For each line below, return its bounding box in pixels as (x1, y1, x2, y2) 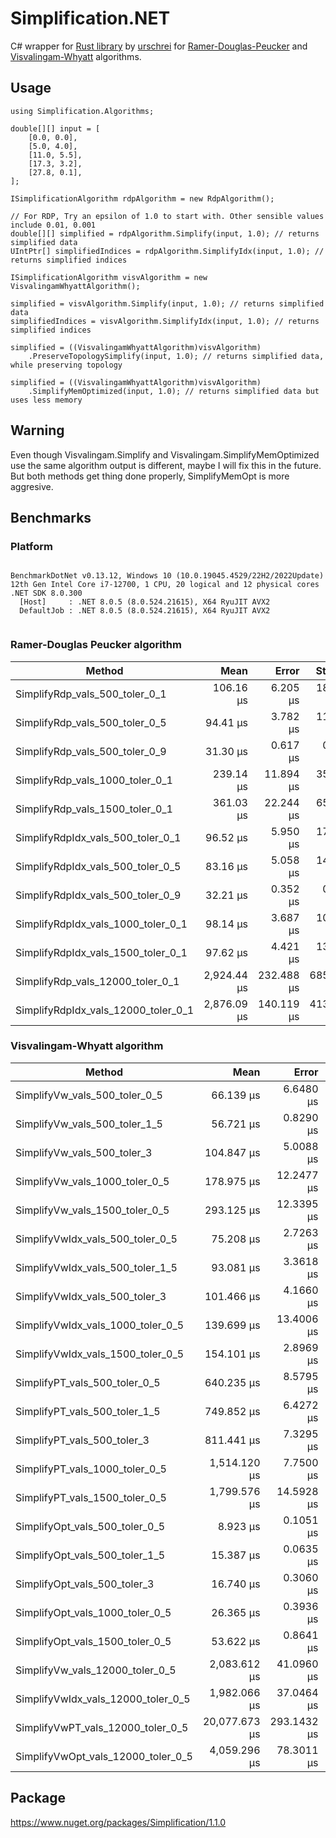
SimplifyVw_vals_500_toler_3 (15, 1145, 153, 1159)
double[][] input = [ (10, 123, 101, 134)
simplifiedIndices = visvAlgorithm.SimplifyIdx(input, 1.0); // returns (10, 316, 320, 326)
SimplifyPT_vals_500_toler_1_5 (15, 1404, 161, 1418)
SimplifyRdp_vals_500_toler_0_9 (15, 744, 167, 758)
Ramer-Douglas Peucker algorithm (10, 638, 182, 652)
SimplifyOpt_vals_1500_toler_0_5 (15, 1634, 172, 1648)
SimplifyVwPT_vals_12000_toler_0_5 (15, 1720, 189, 1734)
